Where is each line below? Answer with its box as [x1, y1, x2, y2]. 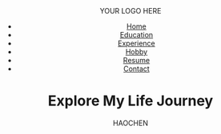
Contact [123, 64, 150, 73]
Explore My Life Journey [47, 92, 214, 110]
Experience [117, 38, 155, 48]
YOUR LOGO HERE [99, 6, 162, 15]
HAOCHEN [113, 118, 148, 128]
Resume [123, 56, 151, 65]
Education [119, 30, 154, 39]
